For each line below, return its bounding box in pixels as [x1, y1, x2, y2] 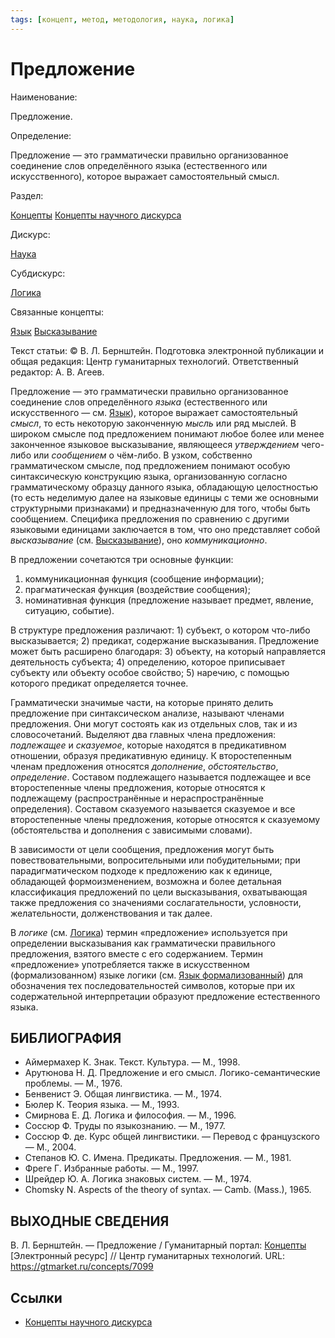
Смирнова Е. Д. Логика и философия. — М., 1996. [24, 1109, 237, 1121]
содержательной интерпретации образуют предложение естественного [10, 990, 321, 1002]
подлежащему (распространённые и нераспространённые [10, 792, 264, 804]
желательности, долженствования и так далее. [10, 907, 213, 919]
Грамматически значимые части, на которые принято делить [10, 696, 274, 708]
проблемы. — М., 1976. [24, 1077, 123, 1090]
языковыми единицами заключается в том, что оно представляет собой [10, 523, 321, 535]
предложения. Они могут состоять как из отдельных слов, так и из [10, 717, 298, 730]
